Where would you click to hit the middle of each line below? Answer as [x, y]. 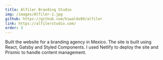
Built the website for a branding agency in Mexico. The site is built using [78, 42]
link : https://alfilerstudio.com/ [41, 23]
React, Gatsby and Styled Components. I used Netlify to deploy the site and [82, 47]
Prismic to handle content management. [46, 53]
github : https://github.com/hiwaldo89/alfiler [54, 19]
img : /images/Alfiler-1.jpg [34, 14]
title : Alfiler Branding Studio [38, 10]
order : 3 [14, 28]
